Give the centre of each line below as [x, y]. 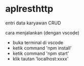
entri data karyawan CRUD [33, 23]
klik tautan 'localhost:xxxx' [40, 58]
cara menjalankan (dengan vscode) [43, 32]
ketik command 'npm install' [42, 48]
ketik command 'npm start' [41, 53]
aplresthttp [29, 9]
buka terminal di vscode [38, 42]
